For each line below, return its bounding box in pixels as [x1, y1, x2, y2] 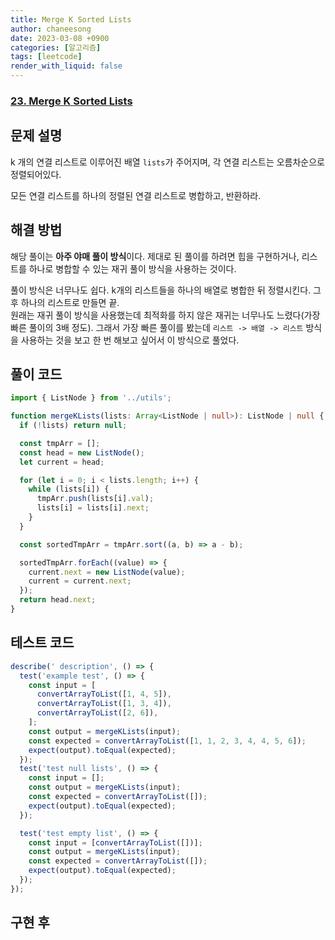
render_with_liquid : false [10, 61, 123, 71]
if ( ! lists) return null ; [19, 421, 128, 431]
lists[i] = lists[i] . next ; [36, 503, 150, 513]
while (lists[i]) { [28, 484, 110, 495]
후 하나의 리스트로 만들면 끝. [10, 296, 120, 308]
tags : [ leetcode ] [10, 52, 83, 62]
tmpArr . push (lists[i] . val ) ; [36, 494, 155, 504]
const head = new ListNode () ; [19, 447, 145, 458]
